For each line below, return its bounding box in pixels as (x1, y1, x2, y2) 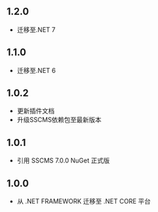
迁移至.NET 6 (16, 66, 56, 74)
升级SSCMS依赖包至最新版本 (16, 116, 102, 124)
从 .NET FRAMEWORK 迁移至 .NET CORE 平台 (16, 197, 151, 206)
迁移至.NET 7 (16, 25, 56, 34)
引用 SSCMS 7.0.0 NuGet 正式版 (16, 156, 111, 165)
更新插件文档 (16, 106, 55, 116)
